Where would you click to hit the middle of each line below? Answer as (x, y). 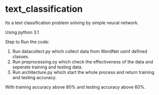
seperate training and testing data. (47, 67)
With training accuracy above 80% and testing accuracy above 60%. (76, 87)
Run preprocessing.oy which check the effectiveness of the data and (83, 62)
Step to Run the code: (27, 42)
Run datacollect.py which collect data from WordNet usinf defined (80, 51)
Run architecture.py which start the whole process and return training (83, 72)
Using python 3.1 (22, 32)
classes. (21, 56)
